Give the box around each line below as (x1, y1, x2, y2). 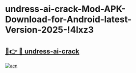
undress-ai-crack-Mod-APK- (5, 3, 126, 15)
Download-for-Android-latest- (5, 14, 132, 25)
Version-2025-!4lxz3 (5, 24, 94, 35)
